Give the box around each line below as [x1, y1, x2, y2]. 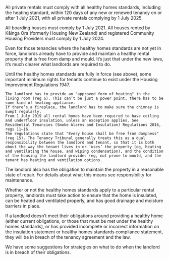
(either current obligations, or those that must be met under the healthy [5, 218, 153, 224]
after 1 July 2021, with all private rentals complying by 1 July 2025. [5, 15, 143, 21]
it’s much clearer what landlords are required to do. [5, 61, 111, 67]
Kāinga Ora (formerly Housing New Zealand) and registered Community [5, 30, 154, 36]
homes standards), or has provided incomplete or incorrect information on [5, 224, 159, 229]
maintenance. [5, 177, 34, 183]
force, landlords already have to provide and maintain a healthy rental [5, 50, 150, 56]
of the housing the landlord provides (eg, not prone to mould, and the [5, 153, 161, 158]
